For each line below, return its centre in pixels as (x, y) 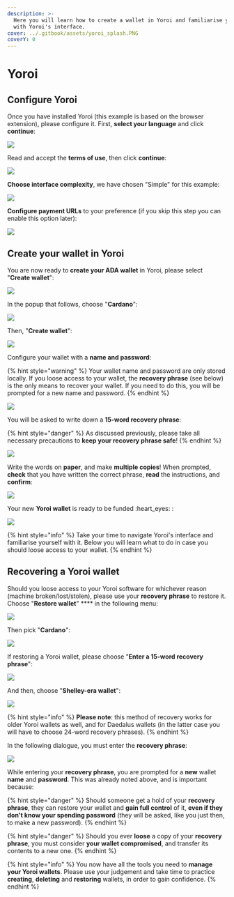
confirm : (20, 482)
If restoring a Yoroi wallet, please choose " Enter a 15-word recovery (105, 657)
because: (21, 787)
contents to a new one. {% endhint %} (62, 850)
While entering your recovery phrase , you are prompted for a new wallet (112, 772)
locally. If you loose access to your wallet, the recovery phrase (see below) (116, 378)
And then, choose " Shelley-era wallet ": (64, 690)
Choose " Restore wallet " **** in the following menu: (83, 603)
